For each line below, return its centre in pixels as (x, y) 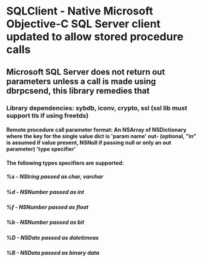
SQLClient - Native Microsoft (80, 11)
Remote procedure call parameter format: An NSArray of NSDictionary (96, 130)
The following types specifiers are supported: (65, 163)
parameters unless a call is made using (81, 81)
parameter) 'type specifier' (41, 149)
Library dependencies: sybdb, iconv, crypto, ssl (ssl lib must (97, 108)
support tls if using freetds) (47, 115)
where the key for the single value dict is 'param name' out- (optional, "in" (101, 136)
